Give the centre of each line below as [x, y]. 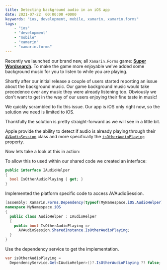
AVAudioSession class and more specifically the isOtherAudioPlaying [75, 136]
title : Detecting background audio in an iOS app [58, 10]
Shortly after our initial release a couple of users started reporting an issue [81, 81]
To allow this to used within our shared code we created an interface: [76, 161]
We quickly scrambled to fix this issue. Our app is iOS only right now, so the [83, 106]
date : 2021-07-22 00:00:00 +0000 [41, 14]
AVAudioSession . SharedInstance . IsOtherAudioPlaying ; [74, 230]
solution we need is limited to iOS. [40, 112]
